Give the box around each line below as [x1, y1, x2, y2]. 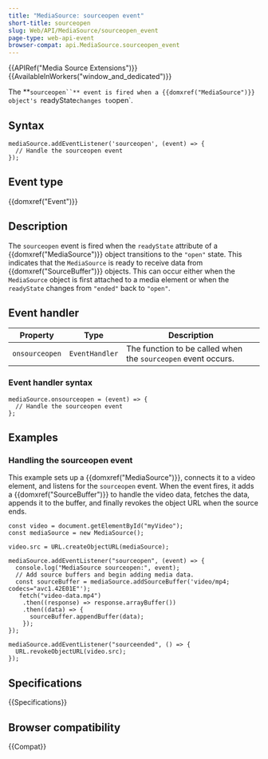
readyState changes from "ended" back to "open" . [8, 283, 171, 293]
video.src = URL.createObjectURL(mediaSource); [8, 543, 170, 551]
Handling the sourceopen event [8, 454, 133, 466]
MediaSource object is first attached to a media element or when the [8, 274, 230, 284]
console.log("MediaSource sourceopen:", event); [15, 564, 180, 572]
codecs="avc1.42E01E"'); [8, 585, 91, 593]
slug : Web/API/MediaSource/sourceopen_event [8, 26, 159, 34]
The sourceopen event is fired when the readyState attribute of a [8, 241, 218, 250]
